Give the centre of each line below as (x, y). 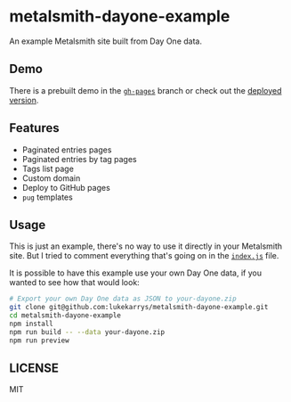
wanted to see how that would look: (74, 283)
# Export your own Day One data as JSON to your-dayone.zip (123, 299)
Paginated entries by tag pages (79, 159)
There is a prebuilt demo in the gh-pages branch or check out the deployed (145, 90)
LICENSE (34, 369)
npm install (31, 324)
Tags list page (48, 168)
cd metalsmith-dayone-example (65, 316)
